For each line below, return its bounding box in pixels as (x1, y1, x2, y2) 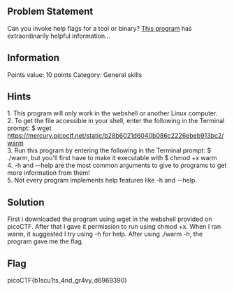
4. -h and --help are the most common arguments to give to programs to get (7, 161, 227, 170)
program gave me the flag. (7, 237, 84, 246)
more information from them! (7, 169, 90, 177)
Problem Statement (7, 6, 94, 17)
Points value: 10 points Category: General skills (7, 70, 142, 79)
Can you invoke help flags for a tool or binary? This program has (7, 24, 192, 32)
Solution (7, 196, 45, 208)
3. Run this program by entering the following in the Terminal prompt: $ (7, 146, 212, 155)
